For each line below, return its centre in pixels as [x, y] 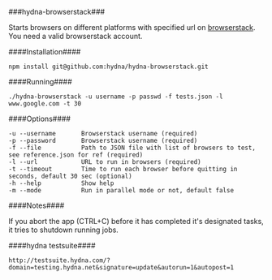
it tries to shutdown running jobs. [64, 230]
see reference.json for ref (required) [76, 155]
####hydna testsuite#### [52, 246]
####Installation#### [45, 52]
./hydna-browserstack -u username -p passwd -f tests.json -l [116, 97]
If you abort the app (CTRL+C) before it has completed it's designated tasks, [136, 221]
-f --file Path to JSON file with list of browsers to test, [132, 148]
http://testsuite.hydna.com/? [60, 261]
